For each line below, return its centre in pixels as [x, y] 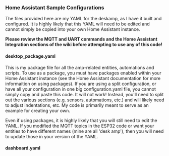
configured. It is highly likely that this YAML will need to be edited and [77, 24]
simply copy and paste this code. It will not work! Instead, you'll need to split [84, 94]
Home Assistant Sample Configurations [55, 8]
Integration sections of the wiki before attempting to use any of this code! [84, 45]
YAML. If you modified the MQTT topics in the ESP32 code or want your [80, 126]
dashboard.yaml [23, 148]
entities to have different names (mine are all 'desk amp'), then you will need [84, 131]
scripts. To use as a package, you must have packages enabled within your [83, 73]
